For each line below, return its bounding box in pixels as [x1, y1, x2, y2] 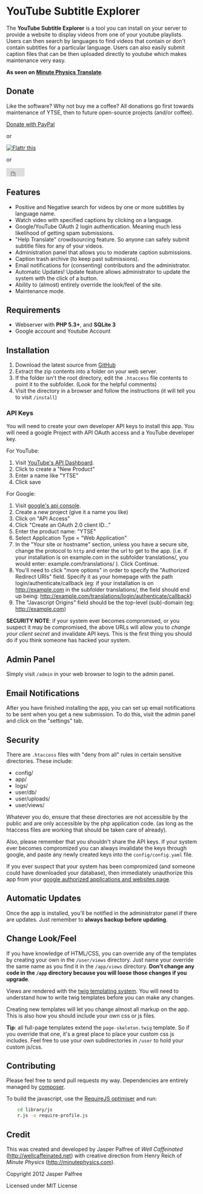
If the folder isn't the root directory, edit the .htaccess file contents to [15, 374, 188, 381]
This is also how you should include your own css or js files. [6, 1012, 156, 1019]
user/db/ [15, 788, 37, 796]
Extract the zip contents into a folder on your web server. [15, 368, 158, 375]
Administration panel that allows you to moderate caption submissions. [15, 248, 192, 256]
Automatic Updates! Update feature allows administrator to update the [15, 268, 190, 275]
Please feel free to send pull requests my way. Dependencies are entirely [6, 1077, 189, 1084]
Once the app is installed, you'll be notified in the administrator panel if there [6, 909, 197, 917]
